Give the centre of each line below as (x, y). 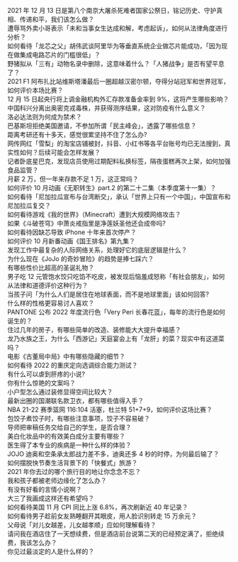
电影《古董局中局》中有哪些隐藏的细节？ (66, 356)
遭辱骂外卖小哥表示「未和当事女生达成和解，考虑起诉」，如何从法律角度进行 (118, 28)
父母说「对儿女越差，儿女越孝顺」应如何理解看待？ (82, 525)
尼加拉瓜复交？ (29, 205)
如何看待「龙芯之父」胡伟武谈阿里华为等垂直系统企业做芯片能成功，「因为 (114, 46)
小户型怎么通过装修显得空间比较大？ (60, 392)
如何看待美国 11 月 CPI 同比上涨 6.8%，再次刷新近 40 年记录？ (98, 507)
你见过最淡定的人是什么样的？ (51, 551)
